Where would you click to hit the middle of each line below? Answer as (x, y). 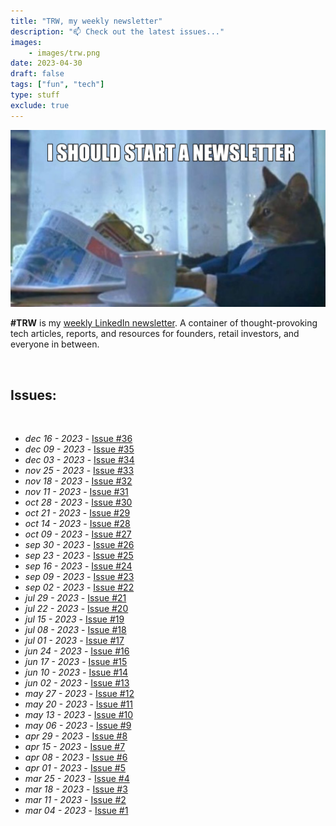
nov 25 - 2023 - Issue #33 (79, 470)
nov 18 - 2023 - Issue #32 (78, 481)
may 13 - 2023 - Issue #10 (79, 714)
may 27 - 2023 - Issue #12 (79, 693)
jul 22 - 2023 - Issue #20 (76, 608)
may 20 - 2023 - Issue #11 (78, 704)
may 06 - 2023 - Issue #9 (78, 725)
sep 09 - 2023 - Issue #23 (79, 576)
